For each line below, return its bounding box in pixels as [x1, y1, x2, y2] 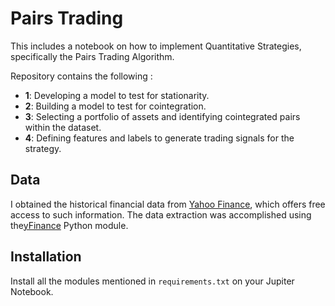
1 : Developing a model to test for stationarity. [24, 89, 210, 101]
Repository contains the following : [10, 70, 153, 82]
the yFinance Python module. [10, 219, 129, 231]
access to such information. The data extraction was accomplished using [10, 208, 312, 221]
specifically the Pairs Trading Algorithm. [10, 50, 175, 62]
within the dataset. [24, 121, 102, 133]
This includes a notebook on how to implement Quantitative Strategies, [10, 40, 302, 52]
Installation [10, 248, 82, 266]
